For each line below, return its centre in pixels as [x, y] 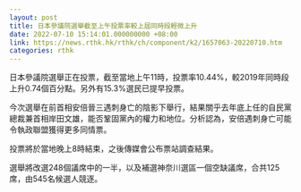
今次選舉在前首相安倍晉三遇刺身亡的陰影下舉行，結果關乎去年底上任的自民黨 [150, 107]
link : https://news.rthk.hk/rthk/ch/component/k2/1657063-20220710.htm [146, 42]
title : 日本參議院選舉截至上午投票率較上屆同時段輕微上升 [103, 26]
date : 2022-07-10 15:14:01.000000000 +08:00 [94, 34]
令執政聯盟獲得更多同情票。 [60, 129]
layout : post [34, 17]
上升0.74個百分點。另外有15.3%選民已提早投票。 [99, 88]
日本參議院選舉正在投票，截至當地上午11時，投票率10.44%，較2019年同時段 [149, 78]
